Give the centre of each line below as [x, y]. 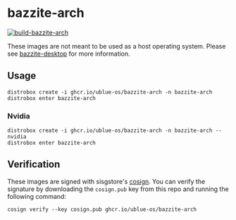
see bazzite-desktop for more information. [69, 54]
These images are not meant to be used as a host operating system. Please [117, 46]
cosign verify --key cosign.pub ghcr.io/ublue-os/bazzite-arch [102, 209]
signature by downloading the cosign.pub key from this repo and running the [118, 189]
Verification [34, 165]
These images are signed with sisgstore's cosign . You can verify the [106, 181]
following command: [37, 196]
